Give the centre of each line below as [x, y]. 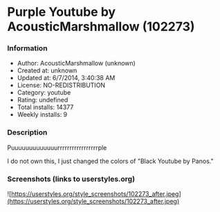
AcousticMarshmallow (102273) [101, 27]
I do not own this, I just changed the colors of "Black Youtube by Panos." [110, 161]
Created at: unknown [47, 70]
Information [27, 48]
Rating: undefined [43, 100]
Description [27, 133]
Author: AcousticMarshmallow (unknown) [76, 64]
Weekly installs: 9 [42, 115]
